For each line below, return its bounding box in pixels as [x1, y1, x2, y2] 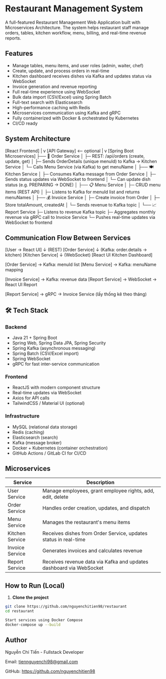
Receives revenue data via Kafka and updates [42, 558, 149, 565]
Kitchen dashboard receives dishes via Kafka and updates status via [12, 73, 152, 79]
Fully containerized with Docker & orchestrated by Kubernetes [12, 115, 139, 121]
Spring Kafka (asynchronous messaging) [12, 345, 96, 351]
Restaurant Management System [5, 3, 143, 14]
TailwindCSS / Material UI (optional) [12, 400, 85, 406]
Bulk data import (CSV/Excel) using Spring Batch [12, 94, 112, 100]
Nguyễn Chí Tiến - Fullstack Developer [5, 649, 84, 655]
